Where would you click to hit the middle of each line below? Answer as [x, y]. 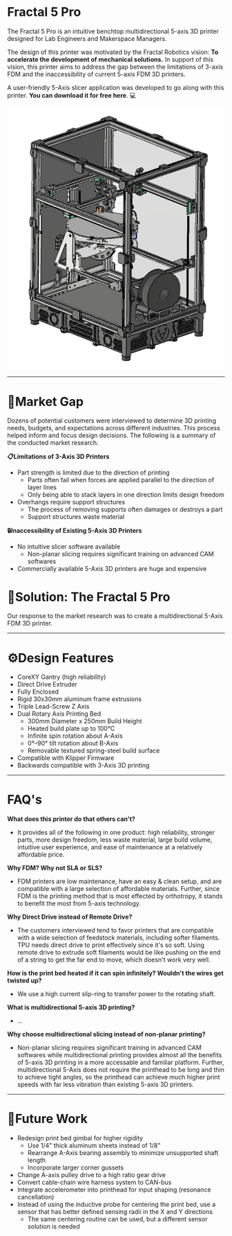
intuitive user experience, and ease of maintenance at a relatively [110, 847]
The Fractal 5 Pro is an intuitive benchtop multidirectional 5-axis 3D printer [113, 31]
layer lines [42, 487]
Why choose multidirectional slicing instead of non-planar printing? [106, 1034]
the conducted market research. [53, 443]
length [37, 1160]
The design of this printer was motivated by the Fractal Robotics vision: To [113, 52]
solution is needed [54, 1226]
